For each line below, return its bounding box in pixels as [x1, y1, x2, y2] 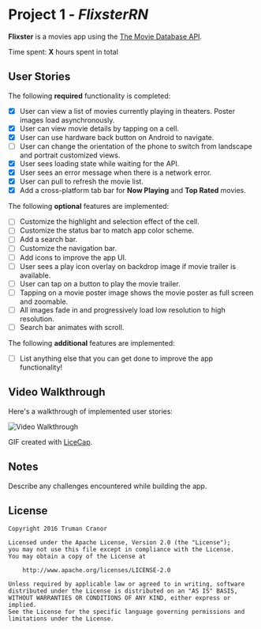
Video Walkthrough [8, 385, 106, 399]
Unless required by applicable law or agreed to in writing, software [8, 580, 245, 589]
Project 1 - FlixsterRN [8, 6, 148, 24]
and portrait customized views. [19, 150, 121, 160]
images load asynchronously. [19, 115, 115, 124]
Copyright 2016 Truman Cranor [8, 525, 108, 533]
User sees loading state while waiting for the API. [19, 159, 180, 168]
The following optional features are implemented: [8, 202, 170, 211]
